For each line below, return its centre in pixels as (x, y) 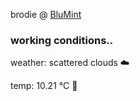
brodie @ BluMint (46, 14)
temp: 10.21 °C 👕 (44, 86)
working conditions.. (62, 40)
